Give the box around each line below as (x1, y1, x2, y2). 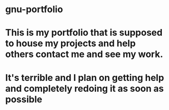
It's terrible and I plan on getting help (5, 72, 164, 84)
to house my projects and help (5, 38, 136, 49)
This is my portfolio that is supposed (5, 27, 163, 39)
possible (5, 93, 42, 105)
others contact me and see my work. (5, 48, 163, 60)
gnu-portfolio (5, 4, 63, 15)
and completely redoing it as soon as (5, 82, 164, 94)
